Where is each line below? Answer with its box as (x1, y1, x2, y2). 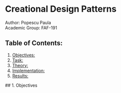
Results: (12, 72, 28, 79)
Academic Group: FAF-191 (5, 24, 58, 30)
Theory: (12, 62, 28, 68)
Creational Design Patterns (5, 3, 117, 15)
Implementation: (12, 68, 45, 73)
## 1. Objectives (5, 82, 38, 88)
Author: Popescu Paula (5, 20, 51, 25)
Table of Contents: (5, 39, 63, 47)
